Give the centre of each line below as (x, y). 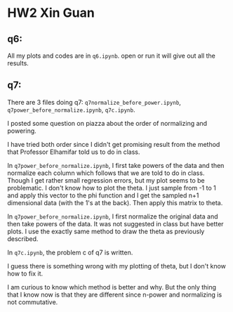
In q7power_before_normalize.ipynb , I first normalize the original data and (113, 216)
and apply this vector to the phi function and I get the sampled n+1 (103, 195)
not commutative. (33, 302)
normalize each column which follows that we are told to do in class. (106, 173)
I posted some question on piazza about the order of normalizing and (107, 123)
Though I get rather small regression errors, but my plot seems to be (106, 180)
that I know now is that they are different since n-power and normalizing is (115, 294)
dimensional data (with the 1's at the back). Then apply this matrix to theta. (115, 202)
